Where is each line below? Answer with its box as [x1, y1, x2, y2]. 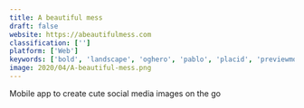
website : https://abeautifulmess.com [9, 30, 152, 39]
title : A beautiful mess [9, 13, 103, 22]
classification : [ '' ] [9, 38, 91, 48]
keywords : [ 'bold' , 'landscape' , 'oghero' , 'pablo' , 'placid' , [9, 55, 253, 64]
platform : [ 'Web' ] [9, 47, 79, 56]
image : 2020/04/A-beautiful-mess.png [9, 64, 152, 73]
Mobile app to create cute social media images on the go [9, 87, 222, 99]
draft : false [9, 22, 59, 31]
